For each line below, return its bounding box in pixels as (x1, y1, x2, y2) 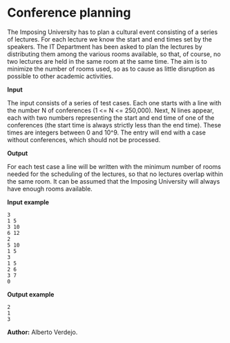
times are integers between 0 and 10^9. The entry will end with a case (7, 128, 206, 137)
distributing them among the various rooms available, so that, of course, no (7, 50, 221, 58)
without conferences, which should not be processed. (7, 135, 161, 143)
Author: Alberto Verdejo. (7, 328, 78, 336)
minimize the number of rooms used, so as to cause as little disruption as (7, 64, 215, 73)
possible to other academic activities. (7, 71, 114, 80)
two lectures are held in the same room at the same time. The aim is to (7, 57, 207, 65)
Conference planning (7, 5, 131, 21)
